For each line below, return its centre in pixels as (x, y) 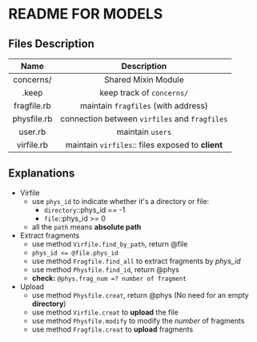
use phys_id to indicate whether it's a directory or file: (120, 201)
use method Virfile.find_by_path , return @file (110, 244)
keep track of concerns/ (144, 93)
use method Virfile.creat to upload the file (105, 312)
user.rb (32, 132)
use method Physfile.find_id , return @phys (106, 269)
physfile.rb (32, 119)
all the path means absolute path (86, 226)
